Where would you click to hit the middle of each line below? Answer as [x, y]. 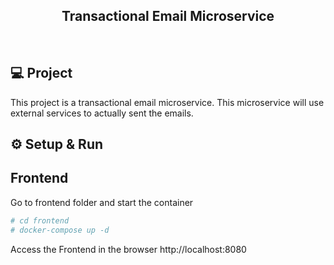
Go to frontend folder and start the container [102, 202]
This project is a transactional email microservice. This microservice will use [167, 102]
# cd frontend [40, 220]
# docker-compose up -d [60, 230]
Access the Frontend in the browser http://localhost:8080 [128, 249]
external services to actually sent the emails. [102, 113]
